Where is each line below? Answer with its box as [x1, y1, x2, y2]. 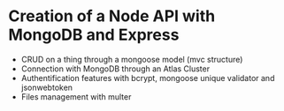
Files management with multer [20, 91, 132, 102]
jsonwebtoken [20, 82, 73, 92]
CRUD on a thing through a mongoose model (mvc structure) [20, 54, 243, 64]
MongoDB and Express [8, 25, 180, 45]
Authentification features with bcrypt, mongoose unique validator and [20, 72, 275, 83]
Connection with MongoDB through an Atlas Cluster [20, 63, 210, 74]
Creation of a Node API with [8, 6, 216, 26]
